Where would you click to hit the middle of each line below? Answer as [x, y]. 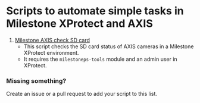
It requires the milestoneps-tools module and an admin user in [100, 59]
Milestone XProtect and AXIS [79, 24]
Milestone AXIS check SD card [52, 40]
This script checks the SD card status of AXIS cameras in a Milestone [109, 46]
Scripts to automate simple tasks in [95, 11]
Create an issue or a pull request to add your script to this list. [82, 94]
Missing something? [36, 80]
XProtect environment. [51, 52]
